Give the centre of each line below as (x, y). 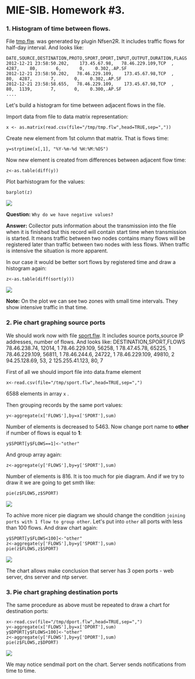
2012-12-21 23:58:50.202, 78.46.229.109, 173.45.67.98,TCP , (90, 74)
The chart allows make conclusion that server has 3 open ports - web (90, 570)
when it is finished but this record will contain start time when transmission (96, 232)
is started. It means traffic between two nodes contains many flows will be (96, 238)
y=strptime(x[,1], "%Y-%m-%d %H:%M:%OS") (57, 149)
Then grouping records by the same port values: (64, 405)
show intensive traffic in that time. (47, 307)
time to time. (21, 671)
